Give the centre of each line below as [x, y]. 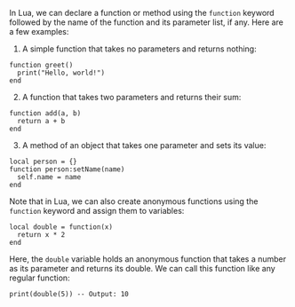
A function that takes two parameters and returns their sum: [132, 97]
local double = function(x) [61, 227]
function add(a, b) [45, 114]
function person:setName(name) [67, 169]
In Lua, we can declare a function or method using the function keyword [142, 13]
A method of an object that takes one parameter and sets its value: [144, 145]
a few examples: [39, 31]
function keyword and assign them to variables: [97, 211]
